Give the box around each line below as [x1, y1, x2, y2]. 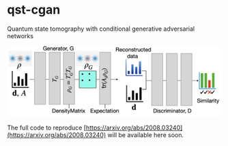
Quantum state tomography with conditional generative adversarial [7, 25, 195, 33]
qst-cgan [7, 2, 61, 18]
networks [7, 31, 34, 40]
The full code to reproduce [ [7, 123, 87, 132]
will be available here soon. [107, 130, 184, 138]
